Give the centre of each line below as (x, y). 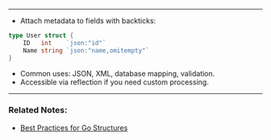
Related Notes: (38, 110)
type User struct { (41, 35)
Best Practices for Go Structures (74, 128)
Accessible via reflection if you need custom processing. (115, 82)
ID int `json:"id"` (65, 43)
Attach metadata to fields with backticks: (88, 21)
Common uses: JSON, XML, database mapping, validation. (117, 73)
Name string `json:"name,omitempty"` (86, 50)
